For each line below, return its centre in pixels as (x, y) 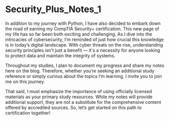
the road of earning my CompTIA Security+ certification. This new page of (82, 28)
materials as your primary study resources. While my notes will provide (79, 97)
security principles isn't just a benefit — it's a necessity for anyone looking (83, 50)
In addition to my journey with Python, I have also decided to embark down (83, 23)
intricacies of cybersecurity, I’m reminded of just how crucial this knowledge (84, 39)
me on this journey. (25, 82)
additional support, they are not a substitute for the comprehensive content (83, 102)
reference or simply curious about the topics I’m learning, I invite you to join (84, 76)
